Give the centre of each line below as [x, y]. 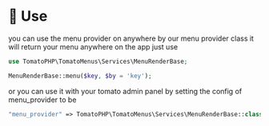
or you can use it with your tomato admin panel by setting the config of [125, 91]
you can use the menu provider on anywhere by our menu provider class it [131, 38]
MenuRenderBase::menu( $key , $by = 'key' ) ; [80, 76]
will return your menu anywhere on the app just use [93, 46]
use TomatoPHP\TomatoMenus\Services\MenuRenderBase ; [98, 61]
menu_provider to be [42, 100]
